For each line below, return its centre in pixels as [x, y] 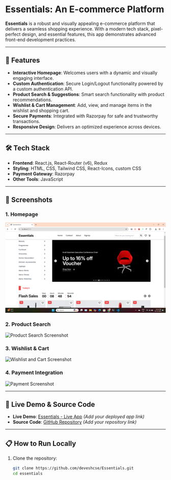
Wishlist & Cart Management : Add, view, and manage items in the [82, 105]
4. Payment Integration [34, 373]
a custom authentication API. [43, 89]
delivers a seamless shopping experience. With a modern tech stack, [78, 28]
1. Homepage [22, 214]
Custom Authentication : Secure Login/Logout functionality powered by [88, 83]
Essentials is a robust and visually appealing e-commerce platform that [80, 23]
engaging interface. [33, 78]
